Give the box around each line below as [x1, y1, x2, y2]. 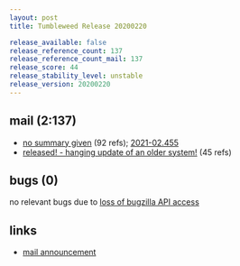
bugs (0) [9, 172, 59, 188]
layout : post [9, 13, 59, 23]
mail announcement [22, 247, 97, 258]
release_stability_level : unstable [9, 71, 143, 81]
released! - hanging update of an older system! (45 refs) [22, 146, 232, 158]
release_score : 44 [9, 63, 78, 72]
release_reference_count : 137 [9, 46, 124, 55]
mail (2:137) [9, 114, 77, 129]
